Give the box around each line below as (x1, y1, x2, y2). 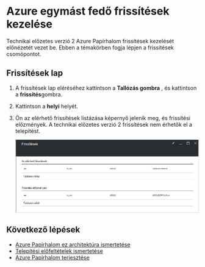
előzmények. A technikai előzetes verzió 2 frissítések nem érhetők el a (15, 121, 192, 128)
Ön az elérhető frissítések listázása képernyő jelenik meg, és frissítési (15, 114, 191, 121)
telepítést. (15, 127, 41, 135)
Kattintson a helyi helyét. (15, 102, 78, 110)
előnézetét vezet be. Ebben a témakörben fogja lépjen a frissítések (6, 44, 174, 51)
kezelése (6, 17, 53, 31)
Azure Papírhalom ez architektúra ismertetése (15, 241, 131, 248)
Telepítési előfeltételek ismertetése (15, 247, 104, 254)
